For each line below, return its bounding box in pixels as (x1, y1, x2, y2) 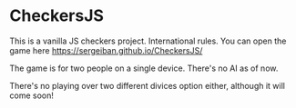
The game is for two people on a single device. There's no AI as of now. (9, 63, 279, 74)
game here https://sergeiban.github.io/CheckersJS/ (9, 44, 203, 55)
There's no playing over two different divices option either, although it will (9, 80, 285, 91)
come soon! (9, 90, 55, 101)
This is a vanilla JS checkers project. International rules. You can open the (9, 35, 287, 46)
